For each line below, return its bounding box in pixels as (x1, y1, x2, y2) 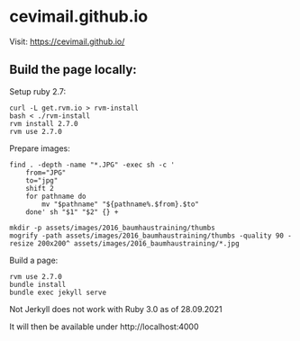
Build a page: (9, 255, 59, 265)
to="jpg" (25, 175, 59, 185)
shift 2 (25, 184, 54, 193)
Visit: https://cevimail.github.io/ (9, 36, 125, 47)
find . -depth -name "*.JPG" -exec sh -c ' (9, 160, 176, 169)
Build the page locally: (9, 62, 137, 77)
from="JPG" (25, 168, 67, 177)
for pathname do (25, 192, 87, 201)
